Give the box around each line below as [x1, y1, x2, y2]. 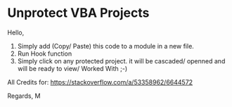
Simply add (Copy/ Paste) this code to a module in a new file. [17, 42, 195, 50]
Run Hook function [17, 49, 72, 58]
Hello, [7, 28, 25, 37]
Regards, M [7, 92, 41, 100]
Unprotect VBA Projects [7, 5, 150, 21]
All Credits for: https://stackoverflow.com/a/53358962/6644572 [7, 77, 193, 86]
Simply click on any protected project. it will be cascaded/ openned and [17, 56, 226, 65]
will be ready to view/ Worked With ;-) [17, 64, 128, 73]
